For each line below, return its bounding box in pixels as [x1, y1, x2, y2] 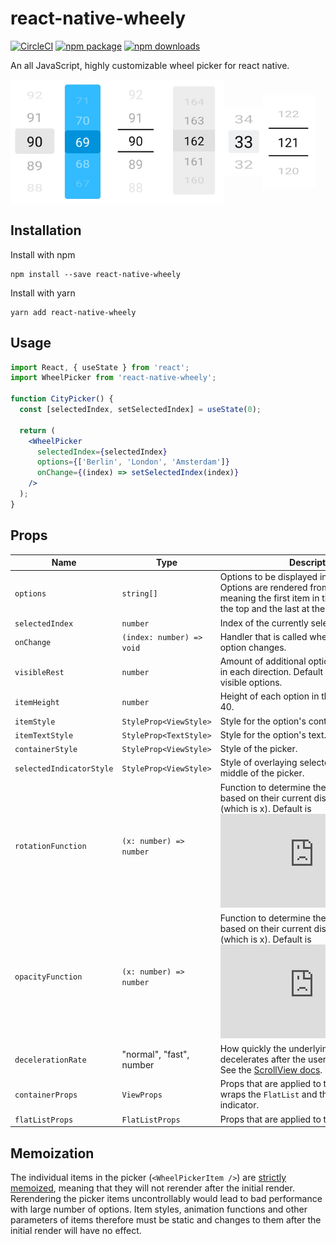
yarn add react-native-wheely [10, 307, 137, 317]
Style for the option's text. [219, 728, 327, 741]
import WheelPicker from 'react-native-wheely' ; [10, 373, 217, 383]
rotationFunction [14, 842, 87, 852]
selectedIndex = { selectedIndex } [36, 447, 168, 457]
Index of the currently [219, 617, 309, 629]
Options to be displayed [219, 571, 318, 583]
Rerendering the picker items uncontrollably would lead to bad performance [10, 1192, 323, 1204]
